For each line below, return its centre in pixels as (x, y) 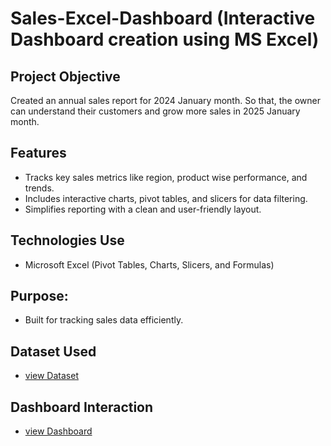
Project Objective (65, 76)
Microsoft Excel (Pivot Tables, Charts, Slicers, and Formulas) (149, 264)
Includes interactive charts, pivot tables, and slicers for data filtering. (166, 198)
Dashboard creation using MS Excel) (165, 39)
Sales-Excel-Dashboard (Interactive (163, 18)
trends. (39, 188)
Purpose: (39, 296)
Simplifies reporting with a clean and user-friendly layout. (143, 209)
